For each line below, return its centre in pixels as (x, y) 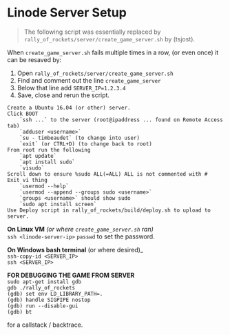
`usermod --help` (44, 186)
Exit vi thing (28, 180)
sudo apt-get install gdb (44, 282)
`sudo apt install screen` (58, 204)
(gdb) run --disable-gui (43, 306)
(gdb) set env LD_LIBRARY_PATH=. (55, 294)
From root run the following (49, 150)
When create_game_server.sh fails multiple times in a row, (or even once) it (113, 52)
